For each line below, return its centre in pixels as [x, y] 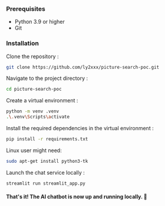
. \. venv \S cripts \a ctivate [38, 117]
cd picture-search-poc [34, 89]
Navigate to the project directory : [47, 78]
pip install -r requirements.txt [47, 139]
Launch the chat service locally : [46, 172]
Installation [23, 43]
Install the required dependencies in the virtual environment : [80, 128]
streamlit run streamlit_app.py [46, 183]
